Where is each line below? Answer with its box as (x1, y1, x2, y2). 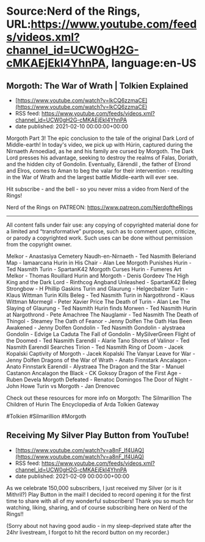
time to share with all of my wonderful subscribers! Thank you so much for (6, 497, 194, 505)
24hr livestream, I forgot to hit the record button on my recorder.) (6, 529, 170, 536)
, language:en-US (106, 56, 196, 70)
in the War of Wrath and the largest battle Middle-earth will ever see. (6, 174, 179, 181)
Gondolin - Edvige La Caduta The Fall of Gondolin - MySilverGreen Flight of (6, 331, 196, 337)
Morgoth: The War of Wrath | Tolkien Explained (6, 81, 189, 91)
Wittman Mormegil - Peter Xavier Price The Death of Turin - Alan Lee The (6, 298, 190, 305)
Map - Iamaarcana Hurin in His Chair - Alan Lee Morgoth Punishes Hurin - (6, 259, 192, 266)
